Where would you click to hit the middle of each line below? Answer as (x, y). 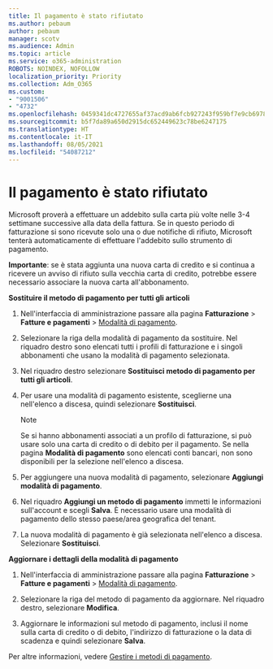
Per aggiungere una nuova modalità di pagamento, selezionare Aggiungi (142, 477)
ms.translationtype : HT (49, 129)
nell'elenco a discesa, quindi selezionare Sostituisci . (108, 404)
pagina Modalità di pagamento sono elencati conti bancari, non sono (136, 453)
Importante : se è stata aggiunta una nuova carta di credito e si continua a (132, 265)
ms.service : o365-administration (65, 62)
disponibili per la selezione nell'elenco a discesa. (102, 462)
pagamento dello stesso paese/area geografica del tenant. (118, 519)
